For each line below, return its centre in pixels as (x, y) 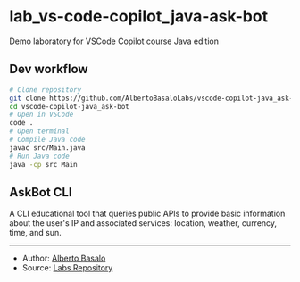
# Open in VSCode (42, 115)
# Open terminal (39, 131)
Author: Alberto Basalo (64, 258)
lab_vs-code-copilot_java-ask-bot (139, 17)
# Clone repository (46, 90)
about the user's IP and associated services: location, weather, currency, (143, 223)
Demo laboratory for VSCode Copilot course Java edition (114, 41)
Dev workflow (49, 69)
